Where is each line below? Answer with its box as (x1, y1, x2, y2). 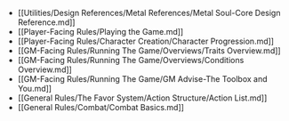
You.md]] (17, 84, 52, 93)
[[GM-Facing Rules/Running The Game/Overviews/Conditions (17, 55, 245, 65)
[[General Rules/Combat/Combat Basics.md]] (17, 102, 185, 112)
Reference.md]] (17, 17, 76, 28)
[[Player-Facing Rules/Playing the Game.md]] (17, 27, 184, 36)
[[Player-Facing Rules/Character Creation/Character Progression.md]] (17, 36, 274, 46)
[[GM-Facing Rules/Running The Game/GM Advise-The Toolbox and (17, 74, 269, 84)
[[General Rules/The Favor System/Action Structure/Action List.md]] (17, 93, 268, 103)
